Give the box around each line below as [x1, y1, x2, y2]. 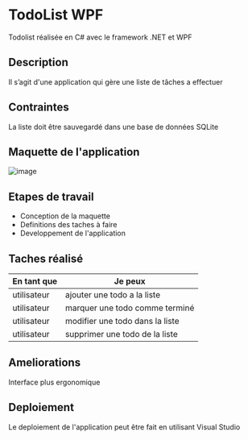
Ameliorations [8, 356, 81, 370]
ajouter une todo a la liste [64, 289, 161, 300]
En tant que [12, 276, 58, 287]
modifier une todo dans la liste [64, 316, 180, 326]
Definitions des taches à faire [19, 220, 118, 230]
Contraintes [8, 101, 70, 114]
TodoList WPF [8, 6, 104, 24]
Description [8, 56, 68, 69]
